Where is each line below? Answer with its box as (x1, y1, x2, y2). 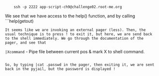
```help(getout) (5, 18, 34, 24)
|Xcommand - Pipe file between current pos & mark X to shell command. (5, 49, 145, 54)
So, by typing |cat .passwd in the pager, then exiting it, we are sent (5, 62, 155, 67)
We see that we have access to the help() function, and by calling (5, 13, 135, 19)
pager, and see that (5, 40, 47, 45)
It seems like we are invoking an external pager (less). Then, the (5, 28, 146, 32)
